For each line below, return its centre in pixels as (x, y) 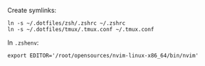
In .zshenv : (23, 43)
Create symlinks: (32, 10)
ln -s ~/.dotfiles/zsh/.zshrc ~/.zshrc (67, 23)
